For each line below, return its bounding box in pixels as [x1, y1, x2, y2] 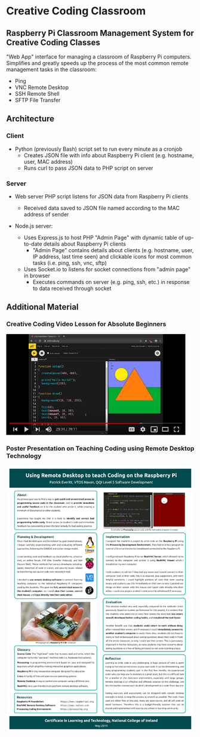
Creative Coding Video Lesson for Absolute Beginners [6, 320, 167, 328]
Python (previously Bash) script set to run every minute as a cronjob [14, 145, 183, 152]
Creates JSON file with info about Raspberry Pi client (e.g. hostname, [23, 151, 194, 159]
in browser [23, 272, 51, 279]
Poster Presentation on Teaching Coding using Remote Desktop [6, 444, 195, 452]
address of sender [23, 210, 69, 218]
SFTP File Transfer [14, 97, 61, 103]
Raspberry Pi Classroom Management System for [6, 28, 194, 38]
